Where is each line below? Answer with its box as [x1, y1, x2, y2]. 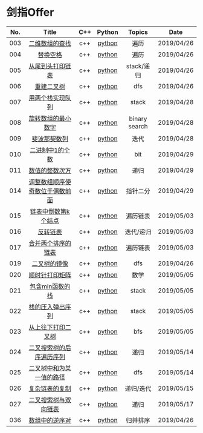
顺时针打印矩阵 [28, 271, 71, 279]
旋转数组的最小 [28, 114, 71, 122]
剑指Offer [6, 5, 54, 19]
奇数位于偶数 [28, 187, 65, 195]
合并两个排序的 [28, 239, 71, 247]
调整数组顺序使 [28, 177, 71, 186]
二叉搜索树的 [28, 343, 65, 352]
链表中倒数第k [30, 207, 70, 216]
